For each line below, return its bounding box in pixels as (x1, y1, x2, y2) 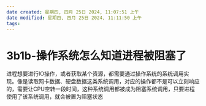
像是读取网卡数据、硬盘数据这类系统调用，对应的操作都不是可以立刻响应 (17, 78, 200, 85)
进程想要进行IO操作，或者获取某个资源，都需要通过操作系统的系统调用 (6, 70, 184, 77)
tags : (6, 20, 20, 26)
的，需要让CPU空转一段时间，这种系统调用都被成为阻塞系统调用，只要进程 (6, 85, 195, 93)
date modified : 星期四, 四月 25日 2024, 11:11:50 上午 (6, 15, 142, 21)
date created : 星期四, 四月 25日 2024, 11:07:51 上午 (6, 9, 139, 15)
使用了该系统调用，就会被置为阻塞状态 (6, 93, 103, 100)
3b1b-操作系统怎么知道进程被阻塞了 (6, 48, 187, 62)
